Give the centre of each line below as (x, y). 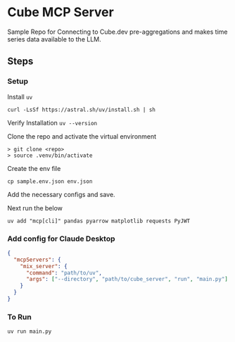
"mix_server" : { (44, 266)
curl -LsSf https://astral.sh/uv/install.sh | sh (82, 110)
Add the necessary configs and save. (61, 194)
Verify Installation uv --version (52, 122)
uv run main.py (30, 331)
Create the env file (34, 168)
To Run (19, 317)
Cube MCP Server (61, 12)
